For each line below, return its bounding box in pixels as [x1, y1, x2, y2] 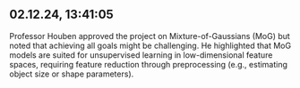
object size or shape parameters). [9, 68, 134, 79]
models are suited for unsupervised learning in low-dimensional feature [9, 49, 273, 60]
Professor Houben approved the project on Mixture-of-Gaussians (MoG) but [9, 30, 291, 41]
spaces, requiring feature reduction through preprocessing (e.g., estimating [9, 59, 288, 69]
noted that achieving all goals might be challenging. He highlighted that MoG [9, 40, 292, 51]
